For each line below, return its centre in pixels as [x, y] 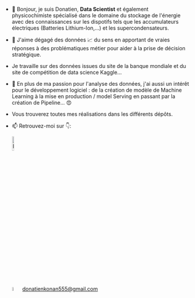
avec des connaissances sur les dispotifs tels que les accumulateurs [95, 22]
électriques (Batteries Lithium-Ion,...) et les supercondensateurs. [90, 28]
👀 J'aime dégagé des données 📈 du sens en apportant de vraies [91, 40]
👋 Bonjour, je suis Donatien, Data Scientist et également [80, 9]
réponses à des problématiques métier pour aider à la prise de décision [99, 48]
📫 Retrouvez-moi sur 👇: [41, 126]
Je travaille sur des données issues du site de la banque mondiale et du [99, 66]
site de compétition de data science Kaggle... [67, 72]
